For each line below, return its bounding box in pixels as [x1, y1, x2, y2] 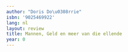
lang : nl [6, 20, 28, 26]
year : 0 [6, 36, 26, 42]
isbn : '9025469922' [6, 14, 55, 20]
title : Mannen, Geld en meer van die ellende [6, 31, 122, 37]
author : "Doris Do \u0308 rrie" [6, 8, 82, 15]
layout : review [6, 25, 44, 32]
